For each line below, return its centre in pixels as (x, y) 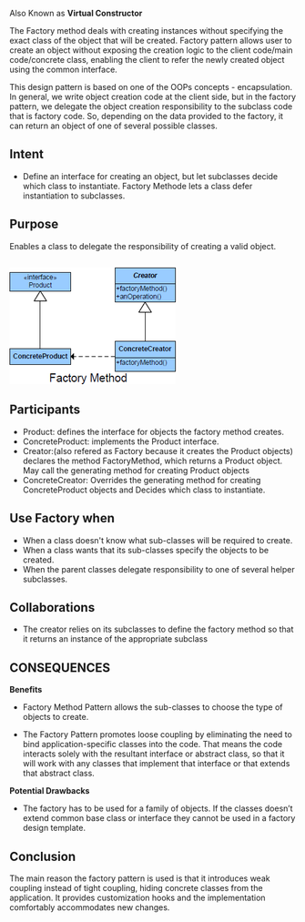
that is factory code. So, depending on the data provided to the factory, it (147, 116)
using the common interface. (64, 69)
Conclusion (43, 856)
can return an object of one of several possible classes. (114, 126)
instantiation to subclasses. (74, 196)
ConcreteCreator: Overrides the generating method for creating (142, 480)
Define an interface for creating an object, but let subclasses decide (150, 176)
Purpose (34, 224)
